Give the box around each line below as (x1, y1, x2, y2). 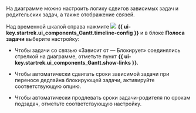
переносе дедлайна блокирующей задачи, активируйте (14, 77, 155, 83)
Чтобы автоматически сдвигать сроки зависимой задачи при (14, 70, 170, 77)
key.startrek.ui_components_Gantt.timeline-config (6, 29, 133, 36)
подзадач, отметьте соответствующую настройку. (14, 100, 142, 107)
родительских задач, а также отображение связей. (6, 11, 135, 18)
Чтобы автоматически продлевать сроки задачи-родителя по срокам (14, 94, 191, 101)
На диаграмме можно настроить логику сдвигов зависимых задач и (6, 5, 179, 12)
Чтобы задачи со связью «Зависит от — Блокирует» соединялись (14, 47, 181, 54)
